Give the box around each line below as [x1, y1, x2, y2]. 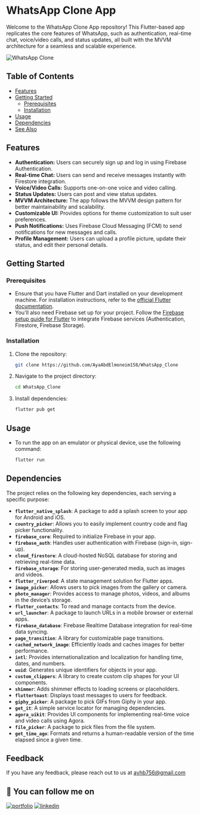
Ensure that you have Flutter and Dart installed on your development [14, 290, 183, 297]
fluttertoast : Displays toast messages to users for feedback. [14, 691, 167, 698]
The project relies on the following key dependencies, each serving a [6, 489, 176, 496]
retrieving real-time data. [14, 558, 76, 565]
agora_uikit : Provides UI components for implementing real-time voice [14, 710, 190, 718]
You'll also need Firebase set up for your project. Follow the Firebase [14, 309, 184, 316]
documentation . [14, 303, 54, 310]
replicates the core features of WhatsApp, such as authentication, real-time [6, 29, 192, 36]
